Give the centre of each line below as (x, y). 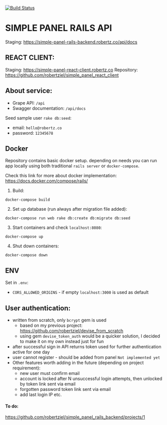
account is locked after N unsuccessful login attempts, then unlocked (91, 378)
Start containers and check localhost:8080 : (57, 228)
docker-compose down (27, 255)
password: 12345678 (33, 133)
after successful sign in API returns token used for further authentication (87, 347)
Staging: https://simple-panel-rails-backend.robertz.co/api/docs (71, 42)
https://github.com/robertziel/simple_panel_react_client (62, 75)
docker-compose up (24, 237)
